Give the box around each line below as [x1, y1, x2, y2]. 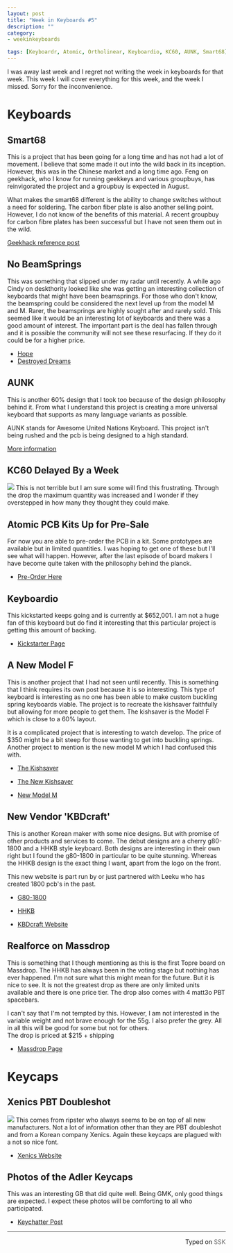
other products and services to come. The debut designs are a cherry [7, 836, 207, 845]
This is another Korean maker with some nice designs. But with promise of [7, 829, 220, 837]
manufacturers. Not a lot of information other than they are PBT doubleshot [7, 1122, 222, 1132]
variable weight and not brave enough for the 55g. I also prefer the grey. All [7, 1016, 222, 1025]
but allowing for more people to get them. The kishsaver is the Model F [7, 707, 209, 716]
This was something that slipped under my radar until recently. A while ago [7, 277, 221, 285]
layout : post [7, 10, 45, 17]
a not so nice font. [7, 1138, 59, 1146]
